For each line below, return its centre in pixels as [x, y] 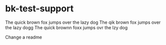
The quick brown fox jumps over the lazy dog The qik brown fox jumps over [83, 22]
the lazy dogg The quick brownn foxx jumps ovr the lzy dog [66, 27]
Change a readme [24, 37]
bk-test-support [39, 9]
